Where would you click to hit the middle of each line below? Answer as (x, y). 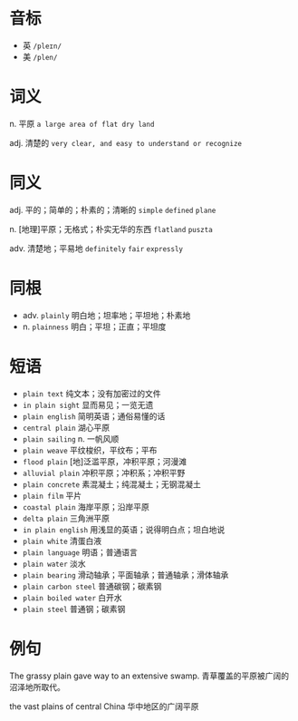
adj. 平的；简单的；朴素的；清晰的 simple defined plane (113, 209)
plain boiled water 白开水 (72, 597)
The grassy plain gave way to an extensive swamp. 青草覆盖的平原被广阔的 (149, 676)
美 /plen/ (40, 56)
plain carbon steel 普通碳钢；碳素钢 (92, 586)
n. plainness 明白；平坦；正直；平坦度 (94, 326)
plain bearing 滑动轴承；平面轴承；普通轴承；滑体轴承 (125, 575)
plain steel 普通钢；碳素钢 (74, 609)
